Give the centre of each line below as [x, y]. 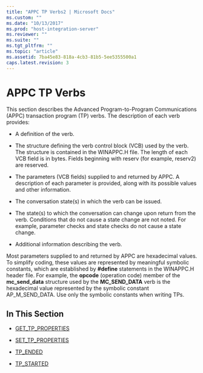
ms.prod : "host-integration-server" [52, 29]
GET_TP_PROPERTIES [42, 329]
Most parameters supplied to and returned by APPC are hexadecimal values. [102, 256]
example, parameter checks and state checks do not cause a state [98, 226]
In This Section [35, 314]
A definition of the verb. [45, 134]
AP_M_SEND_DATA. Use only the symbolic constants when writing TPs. [95, 295]
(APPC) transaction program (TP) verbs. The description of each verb [93, 116]
